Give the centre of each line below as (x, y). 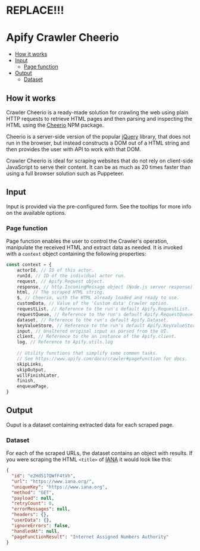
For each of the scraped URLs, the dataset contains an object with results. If (99, 453)
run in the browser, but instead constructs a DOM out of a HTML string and (98, 143)
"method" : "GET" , (33, 492)
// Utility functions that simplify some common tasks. (88, 353)
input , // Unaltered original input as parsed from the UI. (93, 331)
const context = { (29, 265)
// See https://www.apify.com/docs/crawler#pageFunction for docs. (102, 359)
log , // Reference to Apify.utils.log (65, 342)
